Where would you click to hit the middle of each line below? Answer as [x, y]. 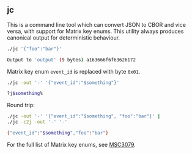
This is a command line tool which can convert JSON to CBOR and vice [96, 24]
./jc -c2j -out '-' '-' [37, 122]
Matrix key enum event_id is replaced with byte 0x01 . [74, 71]
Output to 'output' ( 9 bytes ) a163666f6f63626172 [72, 60]
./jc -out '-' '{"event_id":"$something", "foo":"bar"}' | [84, 116]
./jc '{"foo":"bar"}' [35, 49]
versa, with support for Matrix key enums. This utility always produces [95, 31]
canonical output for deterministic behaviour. [64, 37]
